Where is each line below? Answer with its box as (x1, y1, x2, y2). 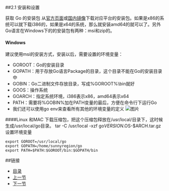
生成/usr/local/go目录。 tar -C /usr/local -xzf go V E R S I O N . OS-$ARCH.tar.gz (5, 123, 161, 129)
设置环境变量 (5, 129, 32, 135)
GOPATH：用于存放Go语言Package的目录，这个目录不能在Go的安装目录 (12, 68, 162, 74)
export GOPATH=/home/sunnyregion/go (5, 144, 82, 149)
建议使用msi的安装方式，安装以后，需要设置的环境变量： (5, 51, 124, 57)
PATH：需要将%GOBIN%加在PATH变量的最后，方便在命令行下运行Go (12, 100, 157, 106)
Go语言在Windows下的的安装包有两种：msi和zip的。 (5, 28, 115, 34)
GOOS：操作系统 (12, 87, 48, 93)
